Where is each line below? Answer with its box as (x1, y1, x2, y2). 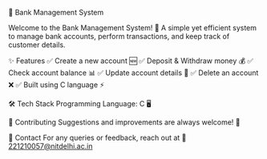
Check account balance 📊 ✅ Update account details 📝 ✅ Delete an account (8, 68, 259, 78)
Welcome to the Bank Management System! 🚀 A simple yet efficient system (8, 23, 257, 32)
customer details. (8, 40, 66, 50)
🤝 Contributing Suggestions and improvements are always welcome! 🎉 (8, 117, 241, 127)
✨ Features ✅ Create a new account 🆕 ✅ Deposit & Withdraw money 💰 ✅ (8, 56, 254, 66)
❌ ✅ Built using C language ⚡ (8, 80, 105, 89)
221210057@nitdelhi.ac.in (8, 141, 93, 151)
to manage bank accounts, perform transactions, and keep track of (8, 32, 230, 41)
